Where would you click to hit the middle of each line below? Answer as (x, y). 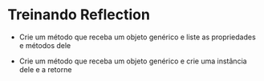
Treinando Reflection (79, 15)
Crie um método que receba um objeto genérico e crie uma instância (133, 61)
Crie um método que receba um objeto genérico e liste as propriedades (137, 37)
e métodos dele (45, 45)
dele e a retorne (45, 69)
